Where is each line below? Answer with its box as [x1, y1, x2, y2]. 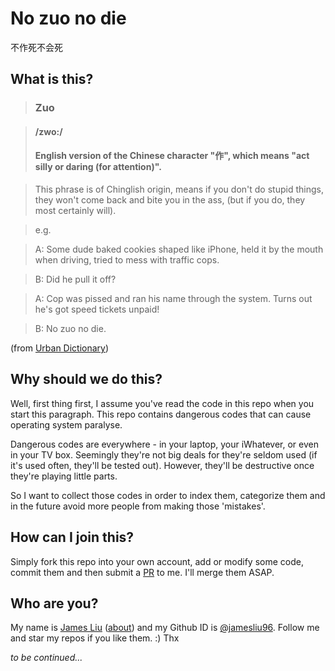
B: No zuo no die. [34, 323, 107, 335]
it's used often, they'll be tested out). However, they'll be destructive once [10, 459, 315, 471]
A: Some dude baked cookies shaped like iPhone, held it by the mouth [34, 243, 324, 256]
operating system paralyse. [10, 418, 123, 431]
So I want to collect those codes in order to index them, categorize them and [10, 489, 326, 501]
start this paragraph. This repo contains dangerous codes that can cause [10, 408, 312, 420]
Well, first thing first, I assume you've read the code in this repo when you [10, 397, 315, 409]
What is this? [10, 71, 94, 88]
